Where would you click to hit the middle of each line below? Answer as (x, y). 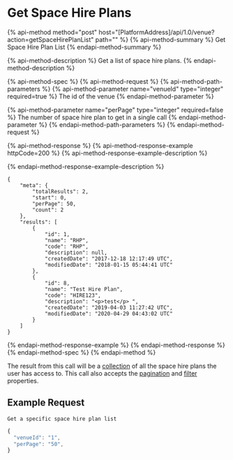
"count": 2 (48, 210)
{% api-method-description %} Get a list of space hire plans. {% (100, 60)
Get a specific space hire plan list (62, 419)
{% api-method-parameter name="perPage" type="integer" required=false (115, 110)
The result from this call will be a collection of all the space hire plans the (112, 366)
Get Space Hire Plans (69, 13)
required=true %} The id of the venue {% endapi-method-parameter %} (111, 96)
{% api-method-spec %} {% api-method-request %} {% (88, 81)
